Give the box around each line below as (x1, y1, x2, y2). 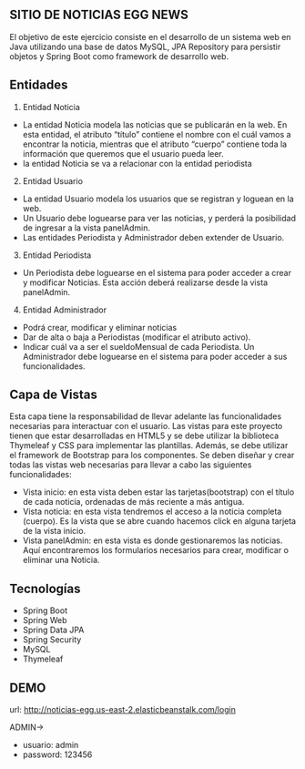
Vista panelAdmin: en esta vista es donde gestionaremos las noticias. (22, 535, 283, 546)
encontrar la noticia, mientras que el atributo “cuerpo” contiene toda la (22, 138, 288, 149)
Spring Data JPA (22, 624, 85, 636)
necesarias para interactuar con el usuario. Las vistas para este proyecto (9, 421, 283, 432)
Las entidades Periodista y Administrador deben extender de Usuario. (22, 231, 285, 242)
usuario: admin (22, 740, 79, 751)
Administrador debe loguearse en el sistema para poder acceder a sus (22, 351, 288, 362)
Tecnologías (9, 580, 81, 596)
